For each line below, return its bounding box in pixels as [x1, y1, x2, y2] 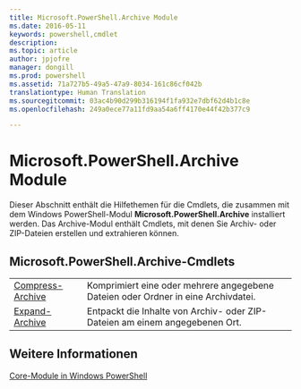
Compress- [13, 279, 64, 292]
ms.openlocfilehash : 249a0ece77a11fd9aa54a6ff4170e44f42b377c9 [9, 105, 251, 114]
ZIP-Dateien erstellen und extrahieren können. [9, 228, 179, 239]
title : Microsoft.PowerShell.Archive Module [9, 13, 178, 22]
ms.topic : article [9, 47, 78, 55]
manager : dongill [9, 63, 74, 72]
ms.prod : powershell [9, 72, 87, 80]
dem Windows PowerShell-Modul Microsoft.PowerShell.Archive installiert [9, 209, 286, 220]
